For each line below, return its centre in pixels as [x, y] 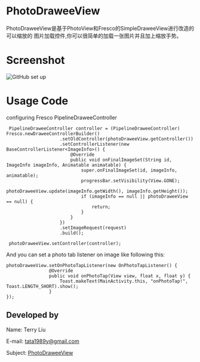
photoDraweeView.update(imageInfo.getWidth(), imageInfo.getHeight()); [97, 191]
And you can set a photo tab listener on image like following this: [86, 254]
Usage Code [37, 101]
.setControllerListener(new [94, 144]
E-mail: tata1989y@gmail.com [43, 341]
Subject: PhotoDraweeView [40, 352]
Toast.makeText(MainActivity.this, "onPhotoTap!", [124, 281]
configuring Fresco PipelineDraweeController [62, 117]
